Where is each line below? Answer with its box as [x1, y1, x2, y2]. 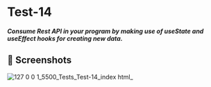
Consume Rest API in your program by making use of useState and [7, 27, 204, 35]
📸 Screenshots [7, 55, 72, 66]
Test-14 [7, 4, 52, 20]
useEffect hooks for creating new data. [7, 34, 123, 42]
